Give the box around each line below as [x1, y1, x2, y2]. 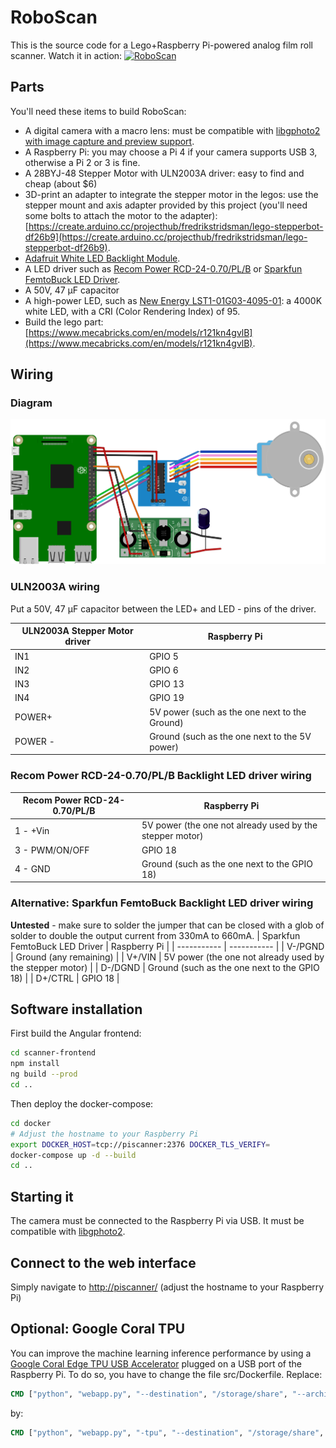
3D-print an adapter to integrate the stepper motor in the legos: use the [24, 188, 319, 200]
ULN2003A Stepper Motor [21, 625, 134, 637]
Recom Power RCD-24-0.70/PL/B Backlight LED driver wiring [10, 769, 312, 783]
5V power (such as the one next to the [149, 706, 307, 718]
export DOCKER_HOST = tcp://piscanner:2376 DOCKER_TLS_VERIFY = [10, 1139, 271, 1150]
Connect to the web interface [10, 1254, 197, 1271]
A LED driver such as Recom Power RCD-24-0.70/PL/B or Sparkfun [24, 262, 303, 275]
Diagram [10, 396, 53, 410]
